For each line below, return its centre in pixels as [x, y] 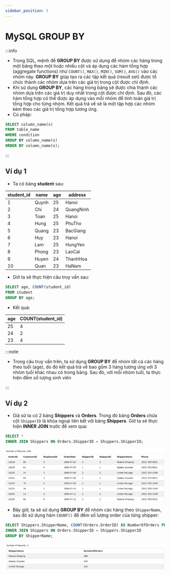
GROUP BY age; [20, 298]
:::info [11, 50]
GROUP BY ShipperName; [29, 536]
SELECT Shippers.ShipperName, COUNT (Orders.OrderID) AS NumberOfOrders [82, 525]
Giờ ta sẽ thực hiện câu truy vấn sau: [51, 277]
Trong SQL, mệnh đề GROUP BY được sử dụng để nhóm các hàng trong [88, 60]
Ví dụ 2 [16, 404]
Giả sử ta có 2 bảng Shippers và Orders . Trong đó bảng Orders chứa [85, 416]
